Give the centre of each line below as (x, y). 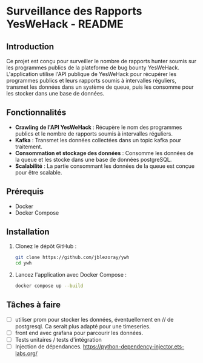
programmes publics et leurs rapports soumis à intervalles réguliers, (92, 81)
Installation (28, 232)
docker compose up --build (49, 286)
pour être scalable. (38, 172)
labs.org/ (26, 353)
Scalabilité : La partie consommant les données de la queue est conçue (105, 166)
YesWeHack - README (65, 24)
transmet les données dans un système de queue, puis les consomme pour (100, 87)
